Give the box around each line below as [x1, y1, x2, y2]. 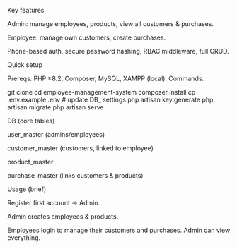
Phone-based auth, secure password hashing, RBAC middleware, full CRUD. [7, 47, 230, 55]
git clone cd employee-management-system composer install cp [7, 88, 196, 96]
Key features [7, 6, 45, 14]
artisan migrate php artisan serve [7, 103, 104, 111]
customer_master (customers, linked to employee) [7, 144, 154, 152]
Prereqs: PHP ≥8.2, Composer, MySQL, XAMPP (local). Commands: [7, 74, 204, 83]
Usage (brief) [7, 185, 47, 193]
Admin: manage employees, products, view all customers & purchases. [7, 20, 214, 28]
